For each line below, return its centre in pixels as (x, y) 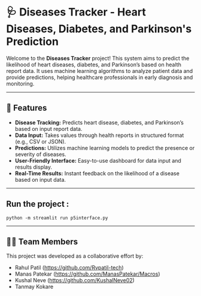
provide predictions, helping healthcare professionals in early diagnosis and (100, 77)
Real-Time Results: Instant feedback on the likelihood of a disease (97, 173)
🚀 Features (27, 108)
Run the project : (38, 204)
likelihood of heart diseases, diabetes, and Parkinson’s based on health (94, 65)
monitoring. (20, 83)
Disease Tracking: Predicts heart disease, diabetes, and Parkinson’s (99, 122)
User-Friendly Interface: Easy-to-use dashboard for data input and (98, 160)
